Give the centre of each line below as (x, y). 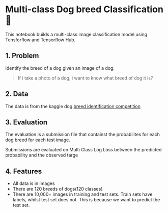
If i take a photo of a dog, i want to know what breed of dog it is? (85, 78)
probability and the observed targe (42, 155)
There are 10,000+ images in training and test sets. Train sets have (82, 194)
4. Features (24, 171)
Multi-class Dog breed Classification (85, 9)
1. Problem (22, 56)
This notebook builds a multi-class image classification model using (76, 34)
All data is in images (34, 183)
